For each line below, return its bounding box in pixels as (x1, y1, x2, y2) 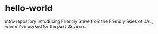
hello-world (5, 3, 53, 14)
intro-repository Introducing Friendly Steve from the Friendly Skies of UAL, (5, 18, 153, 24)
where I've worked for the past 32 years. (5, 23, 86, 29)
